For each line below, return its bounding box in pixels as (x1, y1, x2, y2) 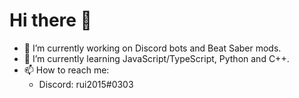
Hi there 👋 (9, 9, 92, 32)
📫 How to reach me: (23, 64, 110, 76)
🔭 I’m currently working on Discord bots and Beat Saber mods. (23, 42, 282, 54)
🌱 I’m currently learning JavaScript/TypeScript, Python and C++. (23, 52, 290, 64)
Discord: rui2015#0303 (38, 78, 134, 90)
